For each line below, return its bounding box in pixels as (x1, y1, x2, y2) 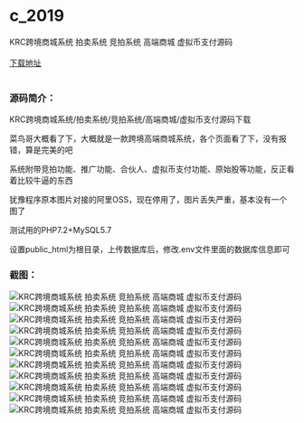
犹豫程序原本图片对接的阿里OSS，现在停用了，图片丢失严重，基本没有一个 (9, 194, 288, 205)
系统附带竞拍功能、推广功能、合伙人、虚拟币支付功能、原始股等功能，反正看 (9, 164, 295, 174)
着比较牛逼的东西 (9, 175, 73, 186)
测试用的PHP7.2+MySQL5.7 (9, 225, 112, 236)
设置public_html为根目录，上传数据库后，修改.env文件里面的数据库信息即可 (9, 244, 290, 255)
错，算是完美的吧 (9, 145, 73, 155)
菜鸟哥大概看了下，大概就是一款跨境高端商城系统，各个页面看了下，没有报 (9, 133, 287, 145)
